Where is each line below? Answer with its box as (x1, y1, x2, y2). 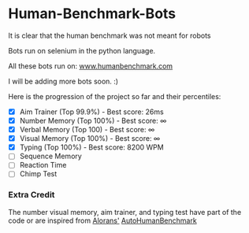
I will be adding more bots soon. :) (8, 76, 119, 86)
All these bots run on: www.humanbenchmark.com (8, 61, 173, 71)
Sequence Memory (19, 151, 83, 161)
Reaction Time (19, 161, 67, 170)
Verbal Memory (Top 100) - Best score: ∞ (19, 125, 155, 135)
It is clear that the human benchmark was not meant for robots (8, 31, 211, 40)
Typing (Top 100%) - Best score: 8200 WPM (19, 142, 164, 152)
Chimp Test (19, 169, 58, 179)
